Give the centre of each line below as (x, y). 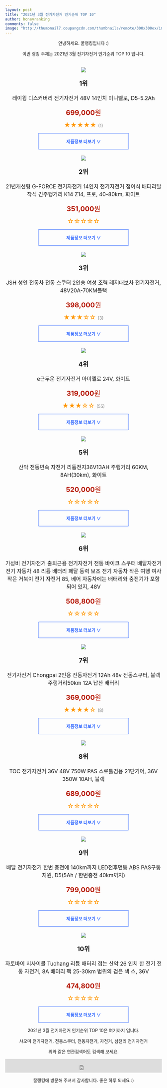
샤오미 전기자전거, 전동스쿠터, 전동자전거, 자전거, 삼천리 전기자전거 (83, 1041)
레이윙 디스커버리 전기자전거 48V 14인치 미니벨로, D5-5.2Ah (83, 98)
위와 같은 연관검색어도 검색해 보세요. (83, 1052)
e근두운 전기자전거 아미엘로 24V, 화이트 (83, 379)
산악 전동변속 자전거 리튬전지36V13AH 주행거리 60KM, (83, 468)
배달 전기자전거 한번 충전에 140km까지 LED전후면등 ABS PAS (79, 868)
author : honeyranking (28, 19)
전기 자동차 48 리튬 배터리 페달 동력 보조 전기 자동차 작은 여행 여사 (83, 571)
